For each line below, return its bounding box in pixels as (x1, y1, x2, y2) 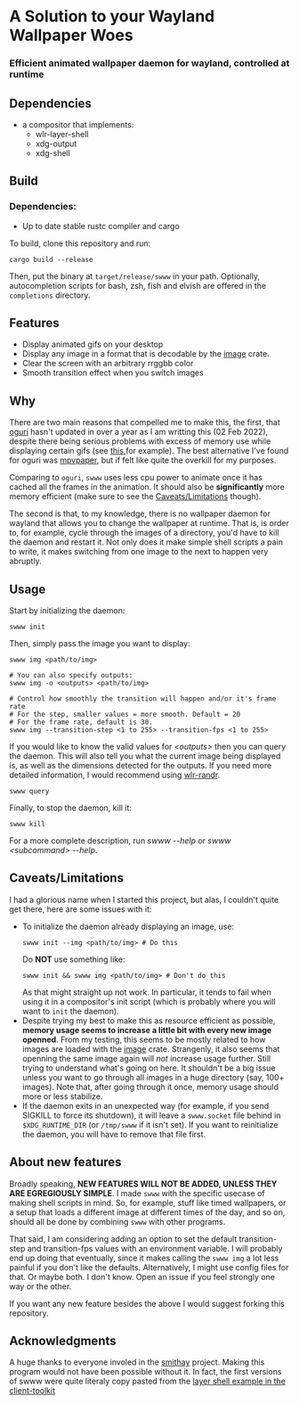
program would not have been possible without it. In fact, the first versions (9, 1367, 282, 1377)
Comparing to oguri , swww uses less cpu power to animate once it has (9, 472, 263, 483)
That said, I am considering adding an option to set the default (9, 1233, 238, 1244)
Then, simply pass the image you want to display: (9, 638, 191, 649)
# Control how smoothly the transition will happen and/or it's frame (9, 694, 277, 703)
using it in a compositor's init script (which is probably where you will (21, 996, 276, 1006)
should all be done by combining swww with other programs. (9, 1216, 226, 1227)
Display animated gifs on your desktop (21, 339, 164, 349)
